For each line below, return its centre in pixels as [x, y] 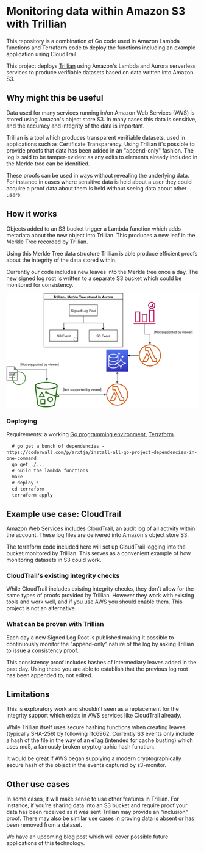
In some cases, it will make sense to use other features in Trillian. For [93, 799]
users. [14, 195]
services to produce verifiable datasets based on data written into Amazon [100, 72]
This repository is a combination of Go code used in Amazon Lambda [93, 41]
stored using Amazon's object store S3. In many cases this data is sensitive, [101, 119]
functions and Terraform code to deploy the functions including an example [101, 48]
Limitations [28, 694]
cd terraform [28, 489]
